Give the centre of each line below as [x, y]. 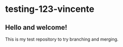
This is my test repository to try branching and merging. [62, 39]
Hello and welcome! [36, 27]
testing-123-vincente [50, 9]
